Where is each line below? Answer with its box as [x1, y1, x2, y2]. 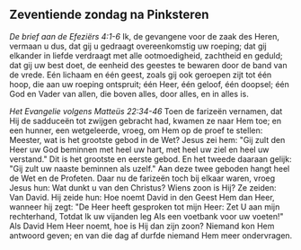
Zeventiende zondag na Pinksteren [9, 7, 209, 22]
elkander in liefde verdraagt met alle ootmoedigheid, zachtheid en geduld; [9, 49, 283, 61]
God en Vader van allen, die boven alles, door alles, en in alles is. [9, 88, 249, 99]
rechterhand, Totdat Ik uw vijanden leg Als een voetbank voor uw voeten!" [9, 210, 285, 221]
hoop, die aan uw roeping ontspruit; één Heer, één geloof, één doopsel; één [9, 78, 289, 89]
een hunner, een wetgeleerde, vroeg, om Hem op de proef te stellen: [9, 125, 263, 136]
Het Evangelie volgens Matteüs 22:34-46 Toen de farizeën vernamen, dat [9, 105, 283, 116]
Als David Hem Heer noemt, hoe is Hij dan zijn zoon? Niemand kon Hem [9, 220, 275, 231]
